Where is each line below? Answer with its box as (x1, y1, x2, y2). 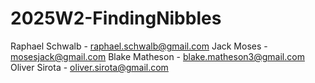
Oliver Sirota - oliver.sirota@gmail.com (10, 61, 169, 73)
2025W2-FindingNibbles (10, 7, 222, 30)
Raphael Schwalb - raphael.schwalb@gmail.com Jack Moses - (10, 40, 268, 52)
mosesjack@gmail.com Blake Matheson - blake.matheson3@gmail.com (10, 50, 305, 62)
